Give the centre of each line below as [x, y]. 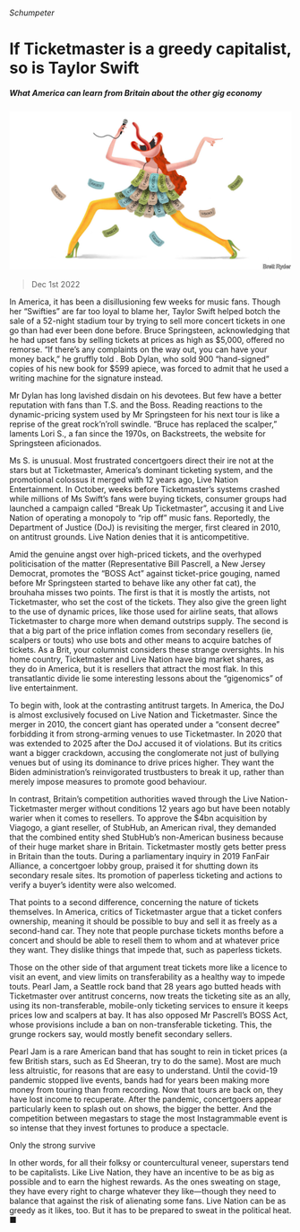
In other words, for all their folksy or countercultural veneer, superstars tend [149, 1163]
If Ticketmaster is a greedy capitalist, [150, 48]
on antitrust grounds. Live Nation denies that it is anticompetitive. [129, 537]
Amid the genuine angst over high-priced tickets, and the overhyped [136, 554]
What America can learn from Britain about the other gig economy [136, 93]
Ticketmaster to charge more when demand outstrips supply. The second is [149, 621]
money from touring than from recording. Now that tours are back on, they [146, 1090]
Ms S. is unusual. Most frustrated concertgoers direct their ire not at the [142, 461]
